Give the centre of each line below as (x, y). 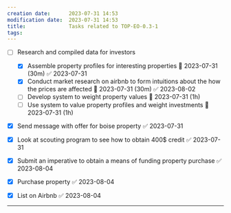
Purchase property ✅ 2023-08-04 (66, 181)
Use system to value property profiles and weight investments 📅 (118, 104)
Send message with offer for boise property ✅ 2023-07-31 (100, 126)
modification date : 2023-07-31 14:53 (63, 20)
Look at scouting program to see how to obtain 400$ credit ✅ (104, 139)
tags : (15, 33)
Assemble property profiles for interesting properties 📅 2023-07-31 (122, 66)
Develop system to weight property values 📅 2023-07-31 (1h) (114, 97)
